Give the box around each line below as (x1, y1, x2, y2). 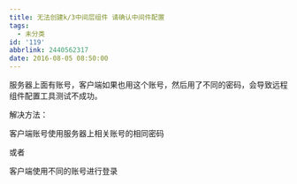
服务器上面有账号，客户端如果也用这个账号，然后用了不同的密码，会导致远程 (9, 80, 288, 89)
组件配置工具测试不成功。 (9, 90, 103, 101)
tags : (9, 21, 29, 30)
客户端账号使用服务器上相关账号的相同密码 (9, 128, 164, 138)
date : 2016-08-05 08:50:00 (9, 54, 109, 63)
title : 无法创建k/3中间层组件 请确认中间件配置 (9, 12, 165, 22)
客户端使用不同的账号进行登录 (9, 165, 118, 176)
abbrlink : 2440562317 (9, 46, 89, 55)
